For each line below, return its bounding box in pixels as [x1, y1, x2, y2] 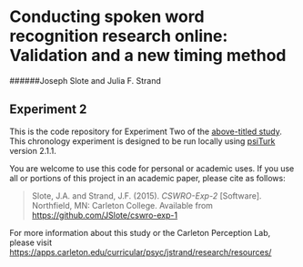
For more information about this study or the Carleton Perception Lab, [9, 227, 271, 238]
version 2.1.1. [9, 145, 57, 156]
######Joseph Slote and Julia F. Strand [9, 75, 162, 86]
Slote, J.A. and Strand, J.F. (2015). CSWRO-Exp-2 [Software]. [31, 190, 262, 201]
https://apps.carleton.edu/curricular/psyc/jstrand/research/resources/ [9, 246, 272, 257]
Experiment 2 [9, 102, 87, 118]
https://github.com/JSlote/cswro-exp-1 [31, 210, 178, 221]
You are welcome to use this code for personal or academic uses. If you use [9, 162, 295, 174]
